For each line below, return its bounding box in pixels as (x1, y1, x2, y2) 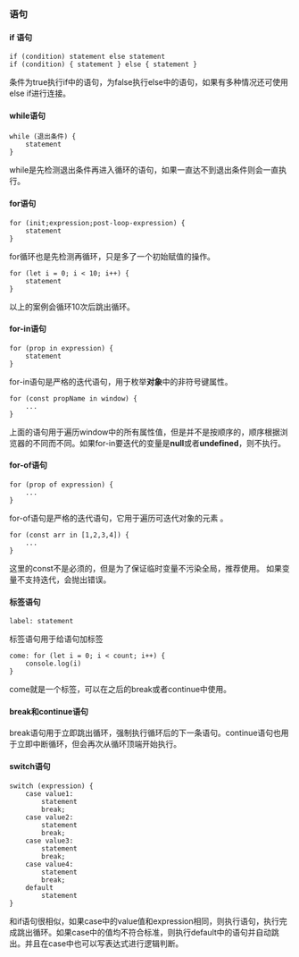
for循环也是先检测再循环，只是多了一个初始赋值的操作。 (9, 250, 216, 261)
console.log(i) (25, 659, 82, 668)
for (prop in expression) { (9, 343, 114, 352)
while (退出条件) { (9, 132, 77, 141)
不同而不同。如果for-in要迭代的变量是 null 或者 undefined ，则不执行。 (32, 437, 286, 448)
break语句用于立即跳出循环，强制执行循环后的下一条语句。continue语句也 (9, 727, 281, 739)
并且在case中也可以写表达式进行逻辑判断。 (24, 937, 184, 949)
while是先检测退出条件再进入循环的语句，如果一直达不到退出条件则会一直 (9, 165, 279, 175)
